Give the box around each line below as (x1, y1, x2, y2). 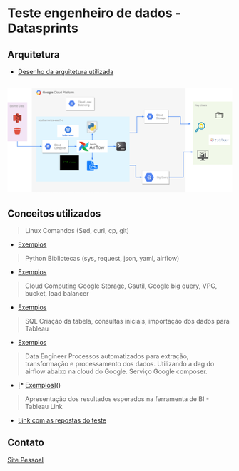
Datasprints (7, 20, 78, 36)
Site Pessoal (7, 455, 44, 464)
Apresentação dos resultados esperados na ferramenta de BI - (24, 394, 209, 403)
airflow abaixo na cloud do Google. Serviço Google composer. (24, 367, 208, 376)
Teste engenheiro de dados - (7, 5, 182, 21)
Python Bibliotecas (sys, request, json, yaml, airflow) (24, 254, 180, 262)
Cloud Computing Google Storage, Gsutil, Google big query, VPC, (24, 281, 218, 290)
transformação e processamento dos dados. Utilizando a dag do (24, 359, 215, 368)
